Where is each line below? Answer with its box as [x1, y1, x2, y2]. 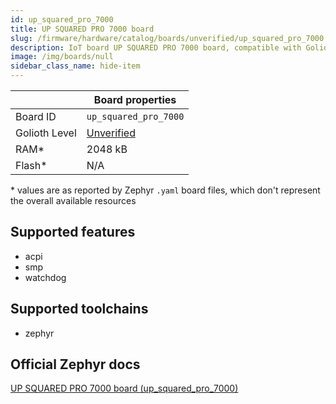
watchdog [24, 271, 67, 283]
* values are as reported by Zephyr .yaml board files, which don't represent [10, 184, 321, 196]
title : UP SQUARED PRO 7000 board [10, 24, 155, 34]
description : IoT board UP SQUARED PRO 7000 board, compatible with [10, 42, 302, 53]
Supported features [10, 224, 136, 241]
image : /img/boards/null [10, 52, 114, 62]
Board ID [15, 110, 57, 123]
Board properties [93, 93, 177, 106]
